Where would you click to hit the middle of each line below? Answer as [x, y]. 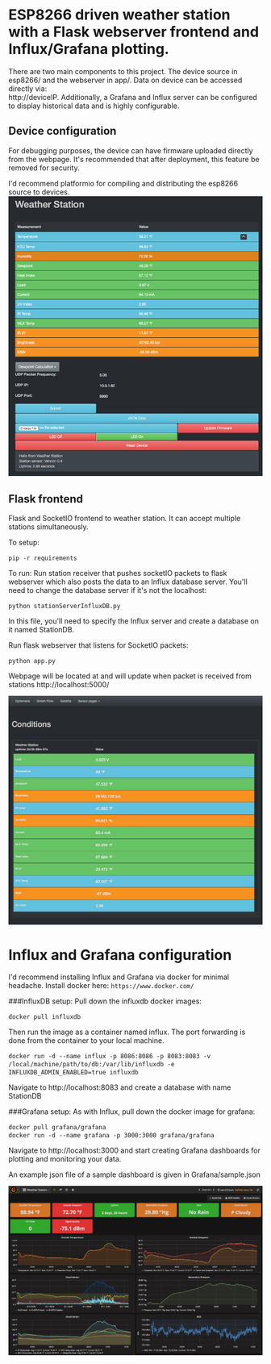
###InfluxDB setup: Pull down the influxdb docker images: [105, 1001]
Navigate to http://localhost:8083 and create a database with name [120, 1087]
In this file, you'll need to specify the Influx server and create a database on [134, 621]
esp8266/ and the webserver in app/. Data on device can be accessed [125, 80]
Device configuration [63, 131]
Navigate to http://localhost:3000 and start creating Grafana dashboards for [134, 1150]
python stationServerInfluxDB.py [65, 607]
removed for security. [44, 168]
